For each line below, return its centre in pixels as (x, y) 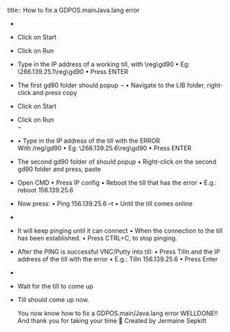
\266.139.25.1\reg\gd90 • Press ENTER (73, 72)
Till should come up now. (53, 299)
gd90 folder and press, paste (59, 169)
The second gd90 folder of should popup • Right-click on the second (117, 161)
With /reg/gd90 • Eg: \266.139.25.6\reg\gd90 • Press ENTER (104, 148)
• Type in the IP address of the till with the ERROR (89, 140)
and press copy (55, 93)
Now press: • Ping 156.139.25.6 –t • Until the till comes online (105, 203)
